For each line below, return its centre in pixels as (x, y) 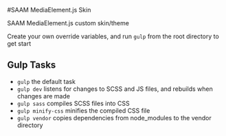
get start (19, 43)
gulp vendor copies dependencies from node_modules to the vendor (114, 118)
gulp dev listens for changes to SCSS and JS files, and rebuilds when (115, 89)
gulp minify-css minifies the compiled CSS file (83, 110)
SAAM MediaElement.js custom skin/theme (68, 23)
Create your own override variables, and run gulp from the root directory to (113, 36)
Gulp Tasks (32, 65)
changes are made (44, 96)
